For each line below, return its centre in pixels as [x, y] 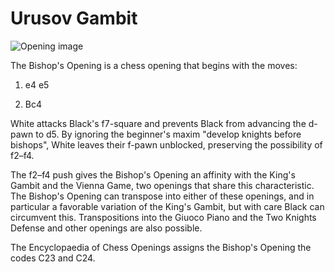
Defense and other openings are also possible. [106, 228]
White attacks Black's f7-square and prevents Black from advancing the [158, 123]
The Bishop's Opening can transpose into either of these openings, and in [162, 196]
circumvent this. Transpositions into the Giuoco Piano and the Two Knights [163, 217]
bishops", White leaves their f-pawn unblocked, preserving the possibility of [166, 144]
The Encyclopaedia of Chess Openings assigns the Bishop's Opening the [161, 247]
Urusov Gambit [74, 18]
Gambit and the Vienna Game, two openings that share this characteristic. [162, 185]
